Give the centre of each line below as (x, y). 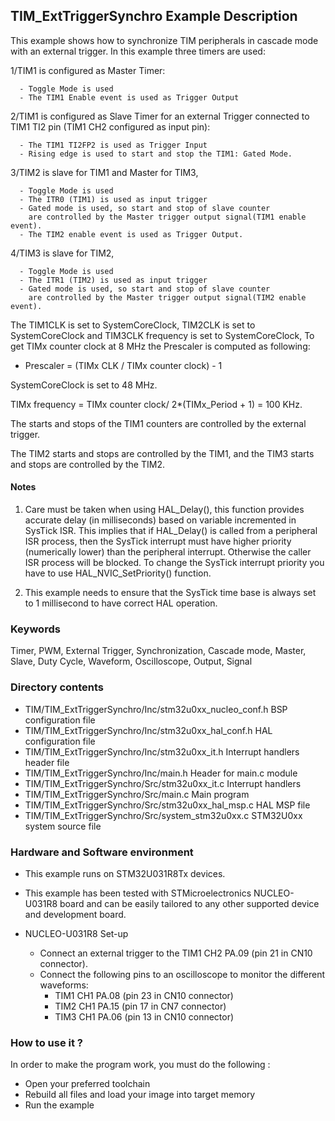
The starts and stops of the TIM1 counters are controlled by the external (158, 423)
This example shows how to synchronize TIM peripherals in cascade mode (164, 40)
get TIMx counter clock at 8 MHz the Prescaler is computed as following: (160, 346)
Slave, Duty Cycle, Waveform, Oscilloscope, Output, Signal (131, 661)
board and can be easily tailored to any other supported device (189, 903)
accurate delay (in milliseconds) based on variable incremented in (160, 520)
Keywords (35, 629)
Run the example (59, 1105)
